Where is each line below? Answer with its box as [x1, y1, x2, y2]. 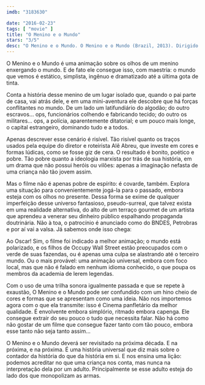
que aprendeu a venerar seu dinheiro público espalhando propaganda [6, 213, 183, 219]
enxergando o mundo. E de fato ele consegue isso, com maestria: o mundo [6, 66, 196, 74]
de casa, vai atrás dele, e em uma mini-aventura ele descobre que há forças [6, 97, 198, 105]
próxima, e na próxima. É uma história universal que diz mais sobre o [6, 346, 179, 353]
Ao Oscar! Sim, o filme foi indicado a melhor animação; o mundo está [6, 237, 181, 245]
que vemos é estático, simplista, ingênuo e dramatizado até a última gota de [6, 73, 199, 80]
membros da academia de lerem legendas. [6, 270, 114, 277]
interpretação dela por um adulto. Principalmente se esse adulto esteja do [6, 365, 193, 373]
